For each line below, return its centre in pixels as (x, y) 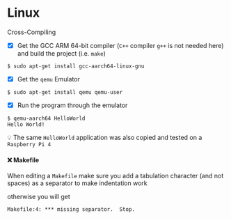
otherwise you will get (39, 197)
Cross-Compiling (32, 32)
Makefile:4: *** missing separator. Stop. (71, 210)
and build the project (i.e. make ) (62, 53)
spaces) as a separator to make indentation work (77, 183)
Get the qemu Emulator (48, 79)
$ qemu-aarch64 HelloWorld (46, 119)
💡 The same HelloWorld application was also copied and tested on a (105, 138)
